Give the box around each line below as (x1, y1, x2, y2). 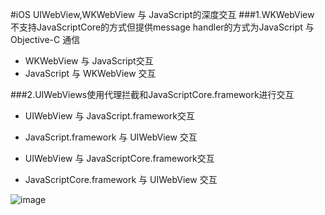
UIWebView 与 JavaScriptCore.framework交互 (24, 153, 215, 164)
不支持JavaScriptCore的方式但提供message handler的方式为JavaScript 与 (10, 21, 315, 33)
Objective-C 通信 (10, 34, 81, 45)
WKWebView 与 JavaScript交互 (24, 55, 154, 67)
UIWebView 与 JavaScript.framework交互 (24, 110, 195, 122)
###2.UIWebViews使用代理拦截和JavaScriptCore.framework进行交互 (10, 89, 295, 100)
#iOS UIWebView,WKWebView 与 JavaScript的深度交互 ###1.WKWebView (10, 9, 315, 20)
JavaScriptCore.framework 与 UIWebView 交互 (24, 174, 218, 185)
